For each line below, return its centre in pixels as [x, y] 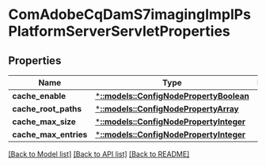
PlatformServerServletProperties [120, 31]
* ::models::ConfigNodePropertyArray [167, 109]
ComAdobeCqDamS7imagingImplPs [130, 15]
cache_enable [39, 96]
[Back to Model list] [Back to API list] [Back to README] [99, 154]
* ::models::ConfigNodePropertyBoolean [172, 96]
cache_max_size [44, 122]
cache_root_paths [47, 109]
